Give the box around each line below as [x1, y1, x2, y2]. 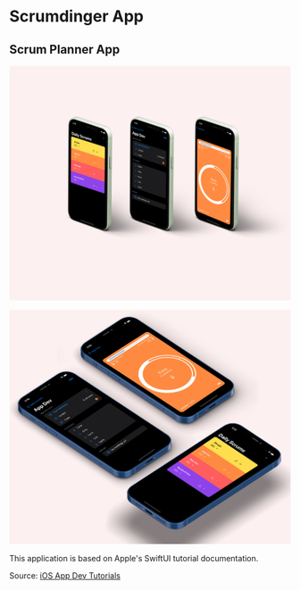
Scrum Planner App [9, 42, 121, 57]
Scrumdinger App [9, 6, 145, 27]
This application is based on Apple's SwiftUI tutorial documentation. [9, 553, 259, 564]
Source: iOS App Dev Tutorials [9, 570, 121, 581]
